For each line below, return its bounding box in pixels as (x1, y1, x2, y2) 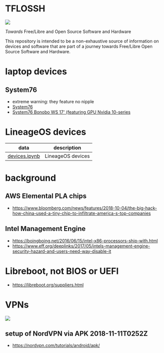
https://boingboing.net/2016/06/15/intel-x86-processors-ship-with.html (12, 237, 158, 243)
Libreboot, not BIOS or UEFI (5, 265, 119, 276)
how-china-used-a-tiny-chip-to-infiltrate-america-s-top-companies (12, 210, 151, 216)
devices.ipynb (7, 153, 41, 159)
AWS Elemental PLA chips (5, 192, 87, 200)
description (53, 144, 82, 151)
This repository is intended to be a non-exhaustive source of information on (5, 38, 159, 44)
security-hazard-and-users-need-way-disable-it (12, 248, 112, 254)
